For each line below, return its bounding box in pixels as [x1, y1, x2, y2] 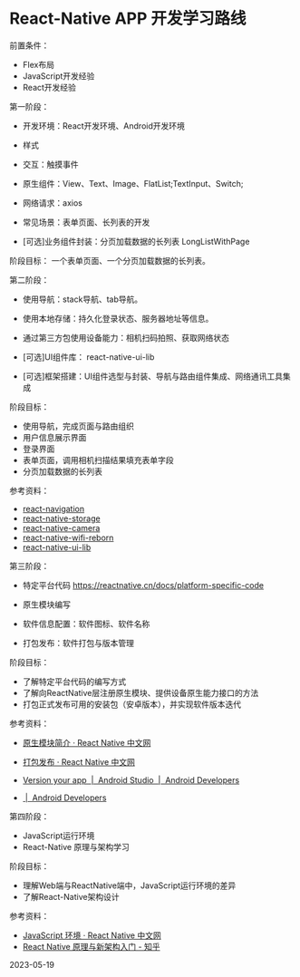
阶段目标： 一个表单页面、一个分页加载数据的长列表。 [9, 255, 210, 266]
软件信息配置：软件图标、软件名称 [22, 618, 150, 629]
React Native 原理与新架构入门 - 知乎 [22, 941, 160, 952]
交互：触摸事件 [22, 159, 79, 169]
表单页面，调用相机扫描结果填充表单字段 [22, 454, 174, 465]
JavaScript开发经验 [22, 70, 95, 82]
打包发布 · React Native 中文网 [22, 756, 136, 767]
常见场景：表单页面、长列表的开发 [22, 217, 150, 227]
